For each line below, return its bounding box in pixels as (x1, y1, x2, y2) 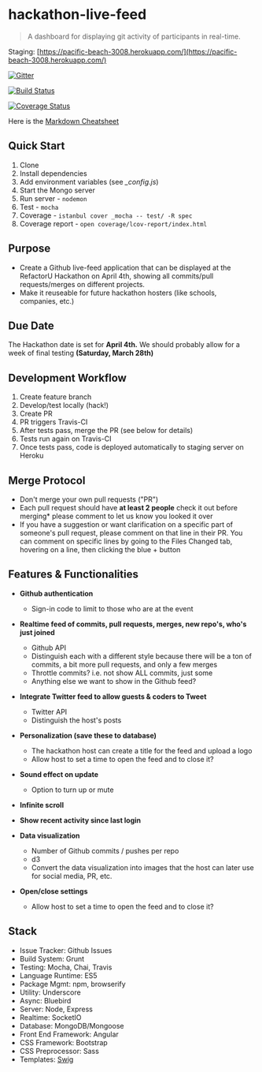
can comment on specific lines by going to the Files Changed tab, (19, 536, 233, 546)
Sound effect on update (19, 769, 99, 779)
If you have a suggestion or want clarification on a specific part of (19, 520, 234, 529)
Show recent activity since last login (19, 815, 142, 825)
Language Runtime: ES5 (19, 970, 98, 980)
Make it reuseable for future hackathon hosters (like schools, (19, 288, 217, 297)
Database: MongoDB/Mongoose (19, 1021, 124, 1030)
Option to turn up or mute (31, 785, 114, 794)
